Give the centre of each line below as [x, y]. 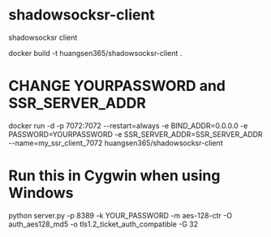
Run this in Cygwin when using [114, 176]
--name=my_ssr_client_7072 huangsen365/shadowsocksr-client [116, 143]
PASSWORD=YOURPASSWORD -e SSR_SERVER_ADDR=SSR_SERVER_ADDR [135, 134]
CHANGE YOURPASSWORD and [117, 86]
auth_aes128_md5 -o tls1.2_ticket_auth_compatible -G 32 [103, 224]
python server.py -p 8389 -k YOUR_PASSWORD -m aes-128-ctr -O [120, 215]
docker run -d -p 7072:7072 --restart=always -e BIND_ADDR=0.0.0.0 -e [128, 125]
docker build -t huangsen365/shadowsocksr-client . [95, 53]
